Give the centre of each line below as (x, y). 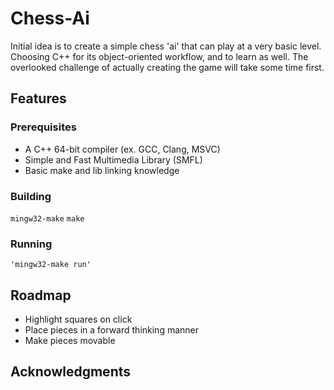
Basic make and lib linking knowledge (102, 170)
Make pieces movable (70, 341)
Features (38, 98)
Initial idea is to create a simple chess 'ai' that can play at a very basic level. (166, 46)
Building (31, 196)
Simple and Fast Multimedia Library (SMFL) (113, 159)
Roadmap (41, 295)
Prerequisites (43, 127)
